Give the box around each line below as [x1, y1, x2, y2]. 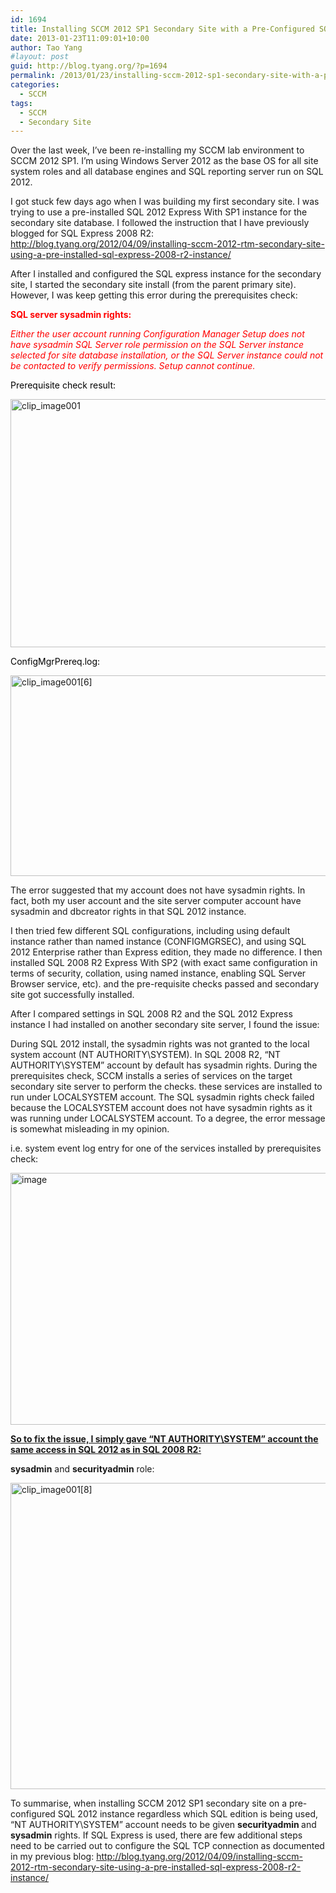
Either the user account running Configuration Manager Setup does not [10, 328, 305, 340]
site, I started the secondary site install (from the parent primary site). [10, 279, 297, 291]
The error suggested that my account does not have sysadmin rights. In [10, 884, 306, 896]
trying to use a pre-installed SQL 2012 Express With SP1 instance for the [10, 206, 308, 218]
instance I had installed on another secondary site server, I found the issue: [10, 1019, 320, 1031]
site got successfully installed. [10, 989, 135, 1001]
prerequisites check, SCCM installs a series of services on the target [10, 1070, 293, 1082]
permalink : [10, 71, 56, 81]
